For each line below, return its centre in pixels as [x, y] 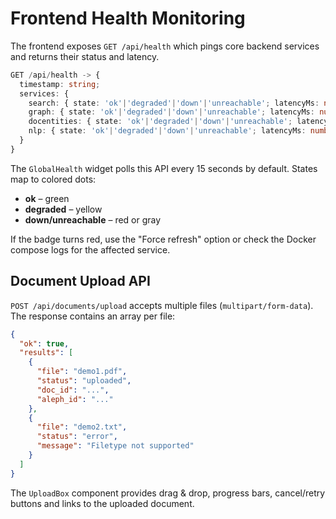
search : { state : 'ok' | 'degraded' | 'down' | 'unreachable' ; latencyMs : [174, 103]
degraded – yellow [63, 209]
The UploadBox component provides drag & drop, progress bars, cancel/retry [168, 493]
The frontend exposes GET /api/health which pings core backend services [165, 46]
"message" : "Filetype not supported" [115, 446]
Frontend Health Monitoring [128, 18]
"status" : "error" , [77, 437]
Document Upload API [80, 281]
